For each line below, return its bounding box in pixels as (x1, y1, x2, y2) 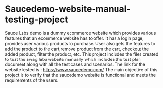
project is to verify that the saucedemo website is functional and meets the (5, 72, 156, 78)
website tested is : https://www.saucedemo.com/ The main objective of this (5, 66, 158, 72)
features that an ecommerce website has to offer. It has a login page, (5, 35, 144, 41)
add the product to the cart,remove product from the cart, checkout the (5, 46, 149, 52)
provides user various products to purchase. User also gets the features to (5, 40, 156, 46)
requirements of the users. (5, 77, 59, 83)
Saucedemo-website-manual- (5, 3, 131, 15)
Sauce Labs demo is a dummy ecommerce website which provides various (5, 30, 156, 36)
